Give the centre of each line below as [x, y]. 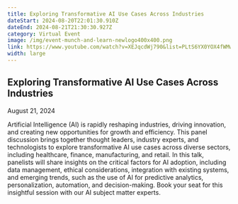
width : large [27, 54]
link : [15, 47]
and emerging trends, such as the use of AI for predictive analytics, [106, 177]
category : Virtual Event [44, 34]
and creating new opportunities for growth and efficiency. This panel [107, 131]
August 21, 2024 [31, 110]
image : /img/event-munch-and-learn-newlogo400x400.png [90, 41]
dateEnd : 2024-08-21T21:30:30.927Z [60, 27]
